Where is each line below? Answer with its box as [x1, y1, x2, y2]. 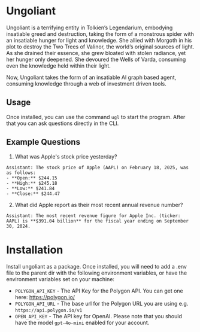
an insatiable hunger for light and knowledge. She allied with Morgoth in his [6, 36, 192, 44]
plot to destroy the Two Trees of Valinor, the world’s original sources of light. [6, 43, 195, 50]
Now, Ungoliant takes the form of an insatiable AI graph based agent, [6, 74, 177, 81]
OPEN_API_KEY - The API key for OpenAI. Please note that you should [14, 312, 183, 319]
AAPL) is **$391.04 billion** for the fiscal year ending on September [6, 218, 189, 224]
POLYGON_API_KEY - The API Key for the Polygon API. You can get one [14, 287, 184, 294]
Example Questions [6, 137, 81, 147]
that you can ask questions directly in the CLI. [6, 120, 119, 127]
